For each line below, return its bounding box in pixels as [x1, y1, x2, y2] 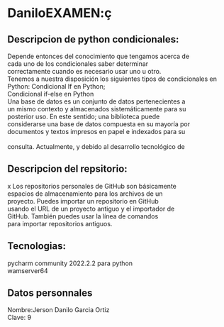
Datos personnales [7, 287, 93, 299]
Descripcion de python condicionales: [7, 33, 179, 45]
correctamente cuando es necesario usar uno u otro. [7, 67, 162, 75]
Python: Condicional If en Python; [7, 82, 106, 90]
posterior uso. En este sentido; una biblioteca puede [7, 112, 160, 121]
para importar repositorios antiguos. [7, 219, 113, 228]
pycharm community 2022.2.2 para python [7, 259, 133, 267]
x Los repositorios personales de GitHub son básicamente [7, 182, 177, 190]
